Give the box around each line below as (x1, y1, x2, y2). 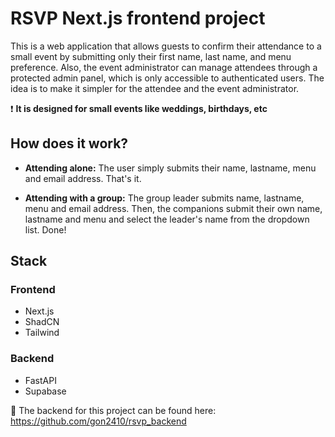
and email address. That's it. (24, 172, 142, 184)
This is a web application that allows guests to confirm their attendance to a (10, 40, 322, 52)
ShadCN (24, 316, 60, 328)
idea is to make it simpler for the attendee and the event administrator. (10, 82, 300, 94)
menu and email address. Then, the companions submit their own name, (24, 202, 323, 214)
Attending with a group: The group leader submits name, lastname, (24, 192, 305, 204)
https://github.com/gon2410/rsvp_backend (10, 415, 187, 427)
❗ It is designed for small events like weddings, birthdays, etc (10, 102, 268, 114)
